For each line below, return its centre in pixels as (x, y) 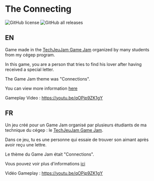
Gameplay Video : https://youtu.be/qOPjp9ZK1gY (54, 98)
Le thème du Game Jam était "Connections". (50, 154)
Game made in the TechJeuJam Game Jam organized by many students (77, 49)
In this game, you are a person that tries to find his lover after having (73, 64)
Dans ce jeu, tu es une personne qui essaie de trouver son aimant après (77, 140)
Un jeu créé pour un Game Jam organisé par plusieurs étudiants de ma (76, 125)
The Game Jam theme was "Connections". (48, 79)
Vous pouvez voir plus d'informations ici (45, 163)
